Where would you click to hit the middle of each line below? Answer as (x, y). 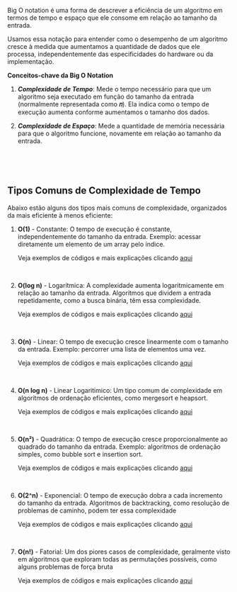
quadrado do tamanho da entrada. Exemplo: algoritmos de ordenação (119, 447)
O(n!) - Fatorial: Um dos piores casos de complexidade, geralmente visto (124, 552)
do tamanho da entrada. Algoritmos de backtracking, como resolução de (123, 503)
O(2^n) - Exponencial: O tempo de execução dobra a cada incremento (120, 495)
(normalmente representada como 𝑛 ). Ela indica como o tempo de (114, 104)
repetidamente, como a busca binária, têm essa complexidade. (109, 300)
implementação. (31, 62)
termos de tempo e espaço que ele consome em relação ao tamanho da (112, 18)
